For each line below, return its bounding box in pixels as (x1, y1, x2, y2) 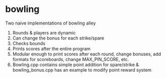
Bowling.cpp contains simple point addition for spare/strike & (12, 61, 139, 67)
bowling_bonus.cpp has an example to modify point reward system (12, 66, 152, 73)
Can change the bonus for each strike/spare (12, 35, 105, 41)
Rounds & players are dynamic (12, 29, 76, 35)
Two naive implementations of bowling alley (5, 20, 96, 26)
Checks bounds (12, 40, 45, 46)
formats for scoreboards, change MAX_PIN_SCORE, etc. (12, 56, 129, 62)
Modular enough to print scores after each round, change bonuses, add (12, 51, 161, 57)
